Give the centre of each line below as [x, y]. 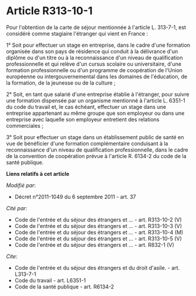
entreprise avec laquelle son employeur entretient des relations [83, 119]
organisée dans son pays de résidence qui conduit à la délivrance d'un [92, 51]
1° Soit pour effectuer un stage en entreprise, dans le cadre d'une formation [98, 45]
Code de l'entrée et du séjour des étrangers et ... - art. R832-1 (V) [94, 244]
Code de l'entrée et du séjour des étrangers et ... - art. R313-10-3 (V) [98, 226]
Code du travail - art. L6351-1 [50, 280]
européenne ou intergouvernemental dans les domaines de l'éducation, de [97, 76]
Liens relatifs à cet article [38, 173]
